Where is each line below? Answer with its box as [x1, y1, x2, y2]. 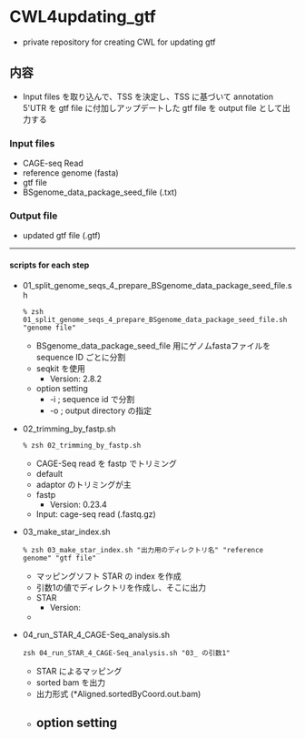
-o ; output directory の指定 [49, 405, 152, 416]
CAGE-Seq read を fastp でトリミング [35, 458, 177, 469]
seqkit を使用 [35, 362, 86, 374]
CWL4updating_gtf [9, 6, 157, 27]
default [35, 468, 64, 479]
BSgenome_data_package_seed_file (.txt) [22, 187, 178, 197]
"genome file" [22, 323, 76, 332]
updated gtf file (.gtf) [22, 230, 102, 241]
